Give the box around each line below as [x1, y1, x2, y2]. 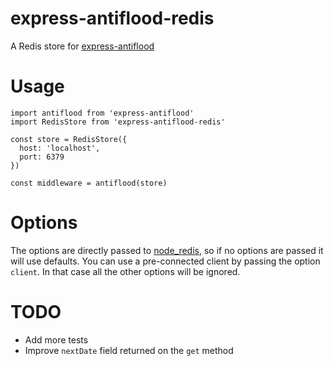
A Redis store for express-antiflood [10, 40, 155, 52]
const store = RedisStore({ [10, 134, 128, 144]
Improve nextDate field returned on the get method [24, 344, 234, 356]
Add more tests [24, 333, 89, 346]
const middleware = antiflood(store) [10, 178, 168, 188]
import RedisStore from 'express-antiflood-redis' [10, 117, 226, 127]
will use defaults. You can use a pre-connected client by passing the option [10, 255, 321, 267]
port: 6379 [19, 152, 65, 162]
